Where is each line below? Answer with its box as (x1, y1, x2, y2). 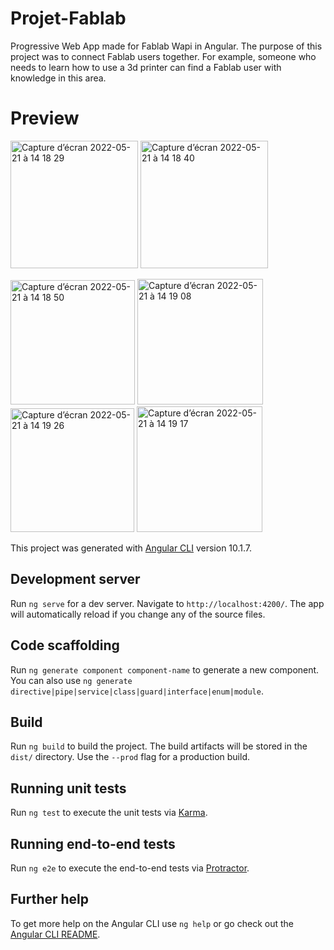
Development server (10, 571, 141, 588)
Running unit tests (10, 780, 127, 797)
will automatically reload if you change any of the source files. (10, 608, 266, 620)
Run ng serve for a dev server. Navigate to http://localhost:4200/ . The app (10, 597, 325, 609)
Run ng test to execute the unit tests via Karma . (10, 807, 208, 819)
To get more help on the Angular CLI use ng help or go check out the (10, 917, 294, 929)
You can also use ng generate (10, 674, 133, 686)
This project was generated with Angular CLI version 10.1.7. (10, 542, 253, 554)
